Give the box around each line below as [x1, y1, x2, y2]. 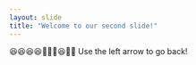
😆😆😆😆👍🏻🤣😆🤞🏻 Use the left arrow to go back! [9, 45, 188, 56]
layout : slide [9, 12, 63, 22]
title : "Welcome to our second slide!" [9, 21, 158, 30]
